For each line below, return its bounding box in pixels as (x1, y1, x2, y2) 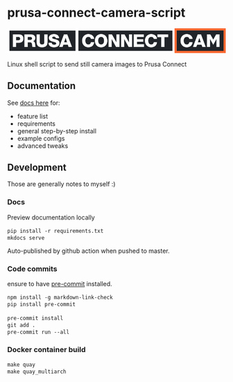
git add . (7, 322, 36, 329)
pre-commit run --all (7, 329, 70, 336)
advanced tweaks (17, 141, 69, 150)
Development (7, 162, 67, 174)
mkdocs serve (7, 234, 45, 241)
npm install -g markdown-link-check (7, 294, 113, 301)
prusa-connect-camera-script (7, 5, 186, 21)
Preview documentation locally (7, 213, 95, 222)
